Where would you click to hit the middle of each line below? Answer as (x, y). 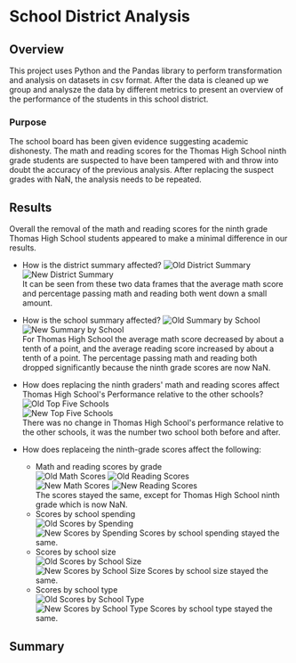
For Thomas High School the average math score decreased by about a (153, 340)
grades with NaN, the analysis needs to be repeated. (105, 179)
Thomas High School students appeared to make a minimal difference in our (148, 239)
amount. (37, 303)
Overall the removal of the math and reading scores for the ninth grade (139, 229)
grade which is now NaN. (81, 504)
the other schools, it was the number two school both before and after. (151, 432)
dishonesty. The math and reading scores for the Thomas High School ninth (148, 151)
